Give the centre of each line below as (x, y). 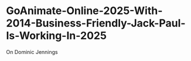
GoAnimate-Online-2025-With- (84, 11)
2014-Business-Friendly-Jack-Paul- (96, 23)
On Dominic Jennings (32, 52)
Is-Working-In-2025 (57, 36)
